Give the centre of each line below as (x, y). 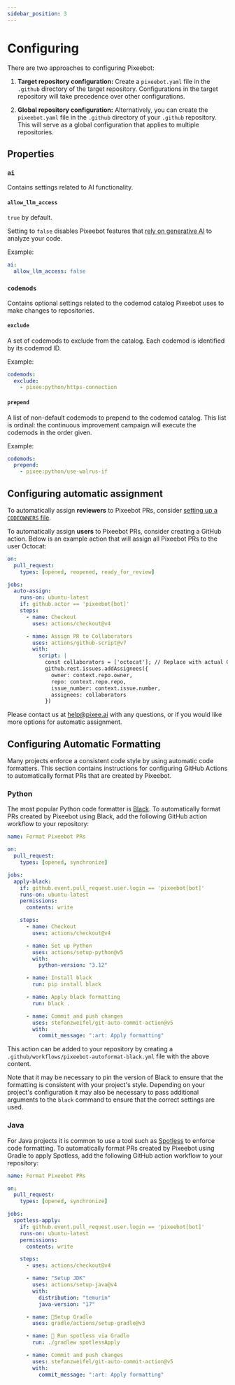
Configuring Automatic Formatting (84, 744)
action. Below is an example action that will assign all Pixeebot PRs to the (113, 539)
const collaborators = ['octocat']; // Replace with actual (134, 662)
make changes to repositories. (51, 310)
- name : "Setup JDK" (56, 1278)
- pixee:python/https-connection (69, 388)
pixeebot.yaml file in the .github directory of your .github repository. (117, 117)
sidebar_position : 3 (37, 14)
